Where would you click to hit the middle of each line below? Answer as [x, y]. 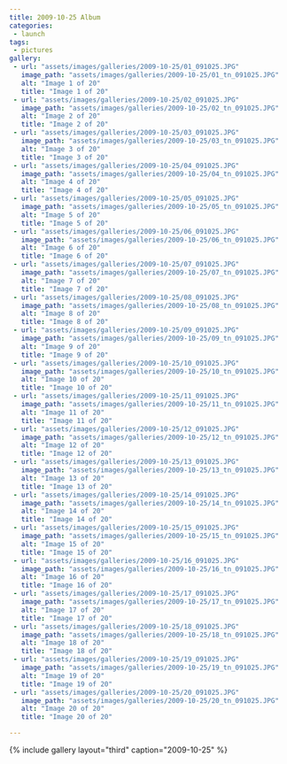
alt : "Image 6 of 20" [61, 248]
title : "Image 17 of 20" [67, 618]
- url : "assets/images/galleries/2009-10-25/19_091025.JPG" [126, 660]
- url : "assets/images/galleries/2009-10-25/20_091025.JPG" [126, 692]
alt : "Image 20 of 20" [62, 709]
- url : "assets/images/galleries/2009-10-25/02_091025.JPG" [126, 100]
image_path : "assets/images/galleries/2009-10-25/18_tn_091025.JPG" [150, 635]
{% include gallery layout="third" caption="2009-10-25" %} [119, 750]
